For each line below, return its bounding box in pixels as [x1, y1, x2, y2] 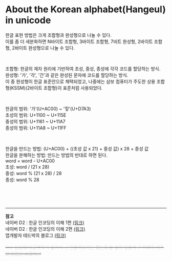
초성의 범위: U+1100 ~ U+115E [5, 112, 67, 118]
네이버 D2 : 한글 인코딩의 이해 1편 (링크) [5, 219, 84, 226]
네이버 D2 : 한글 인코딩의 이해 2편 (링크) [5, 226, 85, 232]
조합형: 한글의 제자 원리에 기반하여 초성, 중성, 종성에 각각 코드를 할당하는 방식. [5, 66, 161, 72]
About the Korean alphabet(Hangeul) [5, 4, 166, 15]
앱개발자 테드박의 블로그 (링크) [5, 232, 67, 238]
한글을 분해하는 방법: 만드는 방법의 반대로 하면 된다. [5, 152, 107, 158]
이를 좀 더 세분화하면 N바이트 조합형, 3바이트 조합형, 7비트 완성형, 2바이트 [5, 38, 153, 45]
